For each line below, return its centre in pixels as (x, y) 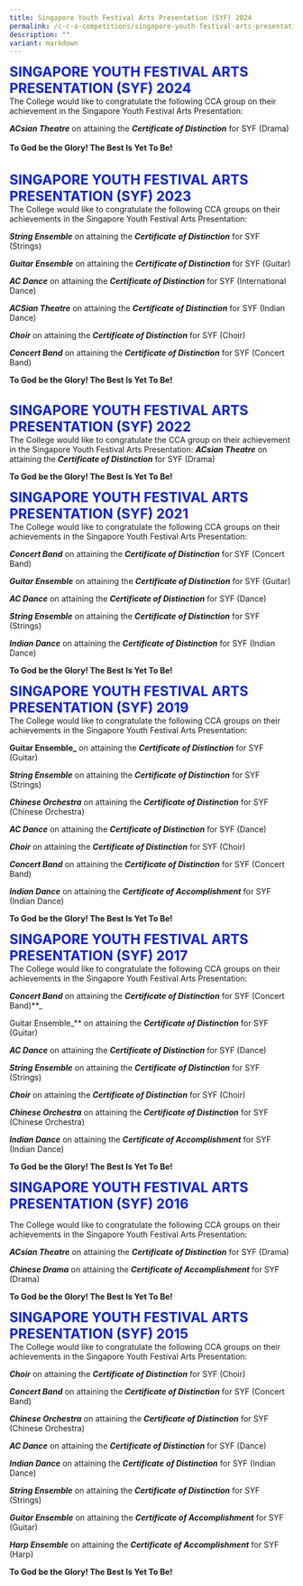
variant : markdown (44, 43)
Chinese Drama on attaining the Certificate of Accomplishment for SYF (144, 1270)
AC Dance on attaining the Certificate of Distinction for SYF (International (148, 281)
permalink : (30, 26)
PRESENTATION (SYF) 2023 (101, 196)
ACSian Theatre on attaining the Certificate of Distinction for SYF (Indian (147, 308)
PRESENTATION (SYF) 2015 (99, 1334)
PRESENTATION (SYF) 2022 (101, 427)
